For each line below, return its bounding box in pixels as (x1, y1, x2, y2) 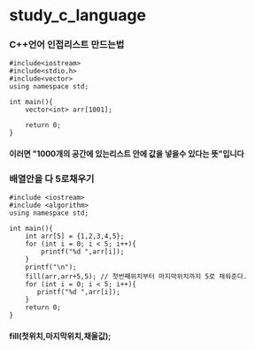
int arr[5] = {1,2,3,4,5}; (25, 232, 125, 241)
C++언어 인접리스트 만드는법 (9, 39, 125, 51)
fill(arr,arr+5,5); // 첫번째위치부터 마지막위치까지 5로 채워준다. (25, 272, 248, 281)
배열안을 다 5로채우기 (9, 173, 95, 185)
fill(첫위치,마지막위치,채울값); (9, 331, 112, 341)
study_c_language (9, 5, 147, 26)
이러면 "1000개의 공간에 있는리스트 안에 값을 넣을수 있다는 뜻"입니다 (9, 148, 245, 159)
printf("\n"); (25, 262, 77, 272)
